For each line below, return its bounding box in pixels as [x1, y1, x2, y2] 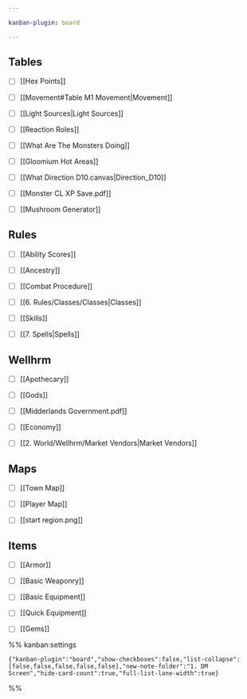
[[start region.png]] [19, 515, 84, 525]
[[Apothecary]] [19, 375, 69, 383]
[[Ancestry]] [19, 265, 61, 275]
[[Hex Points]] [19, 77, 66, 86]
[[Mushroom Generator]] [19, 205, 101, 214]
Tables [8, 55, 42, 69]
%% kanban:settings [8, 640, 77, 649]
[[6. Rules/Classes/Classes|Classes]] [19, 297, 142, 307]
